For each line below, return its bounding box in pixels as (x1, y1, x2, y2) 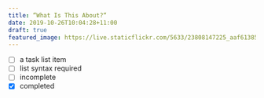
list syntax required (19, 64, 82, 73)
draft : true (8, 26, 47, 34)
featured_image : (8, 33, 61, 42)
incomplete (19, 72, 57, 82)
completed (19, 82, 55, 91)
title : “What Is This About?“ (8, 11, 108, 20)
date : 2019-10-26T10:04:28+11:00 (8, 19, 118, 27)
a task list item (19, 55, 67, 64)
